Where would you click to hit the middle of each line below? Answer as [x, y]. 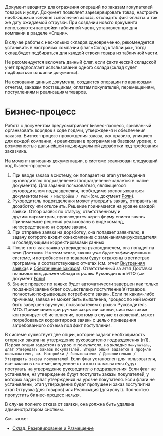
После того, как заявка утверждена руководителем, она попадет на [83, 247]
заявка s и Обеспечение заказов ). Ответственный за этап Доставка [82, 268]
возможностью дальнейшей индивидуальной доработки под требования [81, 146]
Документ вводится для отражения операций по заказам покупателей [79, 7]
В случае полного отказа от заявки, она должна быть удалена [70, 404]
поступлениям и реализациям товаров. [46, 92]
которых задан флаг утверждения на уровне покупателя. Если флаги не [80, 379]
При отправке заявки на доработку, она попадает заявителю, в [78, 232]
